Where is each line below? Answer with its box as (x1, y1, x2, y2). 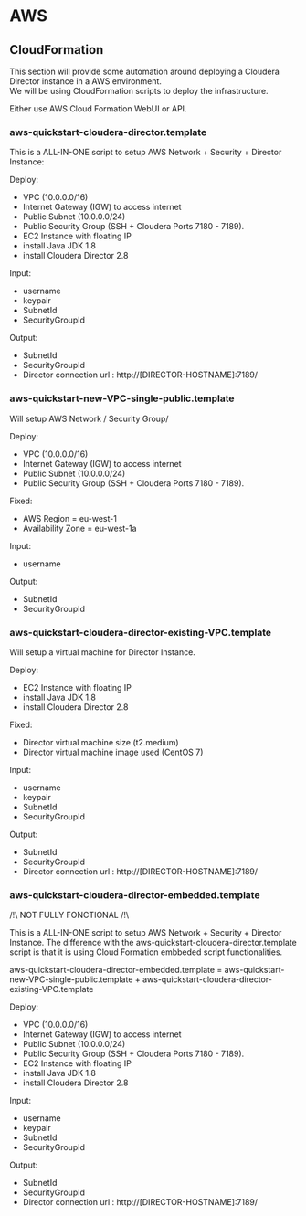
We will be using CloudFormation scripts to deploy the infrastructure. (9, 86, 269, 96)
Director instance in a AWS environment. (9, 76, 163, 87)
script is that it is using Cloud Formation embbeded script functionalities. (9, 946, 283, 957)
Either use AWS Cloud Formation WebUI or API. (9, 103, 187, 114)
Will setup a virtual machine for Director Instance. (9, 646, 196, 658)
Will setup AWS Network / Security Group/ (9, 413, 169, 424)
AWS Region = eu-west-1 (22, 513, 117, 523)
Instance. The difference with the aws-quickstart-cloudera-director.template (9, 937, 297, 948)
